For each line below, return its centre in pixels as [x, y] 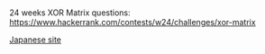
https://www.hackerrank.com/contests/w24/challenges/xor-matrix [132, 22]
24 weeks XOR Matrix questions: [70, 13]
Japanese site [35, 40]
